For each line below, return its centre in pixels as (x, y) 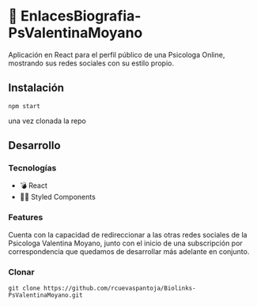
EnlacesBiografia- (81, 16)
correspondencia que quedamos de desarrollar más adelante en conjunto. (129, 251)
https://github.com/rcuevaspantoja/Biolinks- (119, 288)
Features (26, 218)
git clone (25, 288)
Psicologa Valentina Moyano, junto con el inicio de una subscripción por (125, 243)
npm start (25, 106)
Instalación (36, 88)
